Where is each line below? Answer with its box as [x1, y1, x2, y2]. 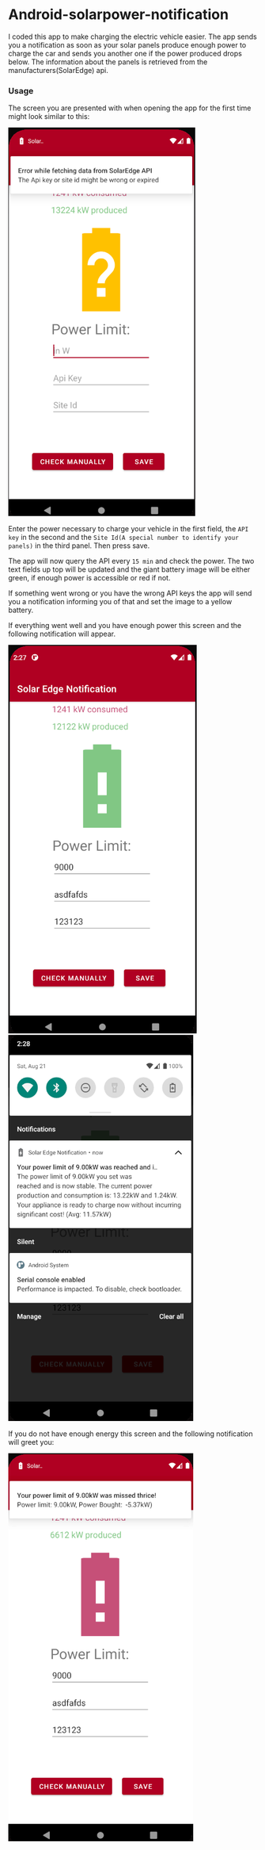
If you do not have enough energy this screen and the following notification [8, 1429, 253, 1438]
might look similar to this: [8, 112, 90, 121]
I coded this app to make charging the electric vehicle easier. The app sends [8, 32, 257, 41]
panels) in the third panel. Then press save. [8, 541, 150, 550]
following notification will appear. [8, 629, 116, 639]
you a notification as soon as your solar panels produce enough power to [8, 40, 247, 49]
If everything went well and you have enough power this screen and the [8, 621, 242, 630]
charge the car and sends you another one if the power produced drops [8, 48, 243, 58]
